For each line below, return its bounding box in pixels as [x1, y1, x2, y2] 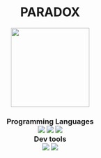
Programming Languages [6, 117, 95, 126]
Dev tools [33, 134, 67, 144]
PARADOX [20, 4, 81, 20]
